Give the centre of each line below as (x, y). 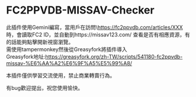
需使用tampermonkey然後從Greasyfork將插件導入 (67, 49)
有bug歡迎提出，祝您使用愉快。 (45, 88)
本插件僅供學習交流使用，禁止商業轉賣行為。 (61, 75)
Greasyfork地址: (26, 56)
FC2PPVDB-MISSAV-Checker (81, 10)
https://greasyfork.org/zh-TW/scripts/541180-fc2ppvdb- (114, 56)
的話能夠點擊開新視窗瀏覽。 (40, 42)
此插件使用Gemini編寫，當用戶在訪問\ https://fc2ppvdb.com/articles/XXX (95, 27)
